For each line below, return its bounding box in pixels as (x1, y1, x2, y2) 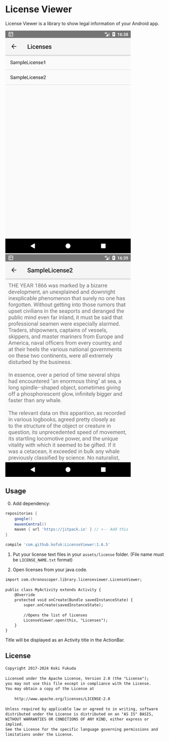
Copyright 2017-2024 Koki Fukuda (5, 666, 76, 671)
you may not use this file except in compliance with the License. (5, 681, 152, 686)
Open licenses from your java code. (12, 566, 88, 573)
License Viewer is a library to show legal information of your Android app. (5, 20, 159, 26)
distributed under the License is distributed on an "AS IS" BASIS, (5, 711, 154, 717)
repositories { (5, 510, 38, 516)
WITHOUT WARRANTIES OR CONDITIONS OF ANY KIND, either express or (5, 717, 149, 722)
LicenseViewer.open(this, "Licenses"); (23, 618, 108, 623)
